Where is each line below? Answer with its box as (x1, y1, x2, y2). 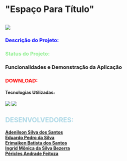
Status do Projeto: (5, 50, 50, 57)
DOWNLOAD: (5, 77, 38, 84)
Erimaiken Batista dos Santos (5, 139, 67, 146)
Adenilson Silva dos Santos (5, 129, 63, 135)
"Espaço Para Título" (5, 4, 94, 15)
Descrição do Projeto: (5, 37, 59, 44)
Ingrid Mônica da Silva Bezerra (5, 145, 70, 151)
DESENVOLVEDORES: (5, 116, 74, 124)
